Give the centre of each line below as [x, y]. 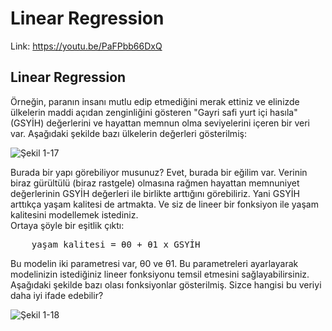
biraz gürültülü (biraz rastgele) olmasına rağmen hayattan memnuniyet [155, 183]
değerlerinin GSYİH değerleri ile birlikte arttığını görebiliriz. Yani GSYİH [155, 193]
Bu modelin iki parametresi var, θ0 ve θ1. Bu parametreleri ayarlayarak [154, 263]
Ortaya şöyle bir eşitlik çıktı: [67, 225]
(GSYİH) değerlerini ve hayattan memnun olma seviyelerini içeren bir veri [160, 123]
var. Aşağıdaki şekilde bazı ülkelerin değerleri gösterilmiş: [128, 133]
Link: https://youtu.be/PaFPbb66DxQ [86, 46]
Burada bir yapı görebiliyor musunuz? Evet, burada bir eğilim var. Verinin [159, 172]
